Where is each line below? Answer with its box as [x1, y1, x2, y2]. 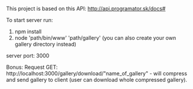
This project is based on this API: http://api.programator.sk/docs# [6, 5, 166, 12]
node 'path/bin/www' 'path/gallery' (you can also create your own [14, 34, 176, 41]
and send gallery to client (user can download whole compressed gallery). [6, 77, 188, 83]
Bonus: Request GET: [6, 63, 58, 71]
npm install [14, 28, 42, 35]
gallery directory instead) [14, 41, 77, 47]
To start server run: [6, 17, 53, 23]
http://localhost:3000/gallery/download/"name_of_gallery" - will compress [6, 70, 188, 77]
